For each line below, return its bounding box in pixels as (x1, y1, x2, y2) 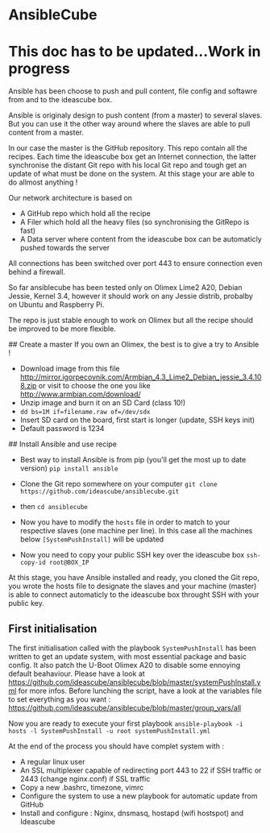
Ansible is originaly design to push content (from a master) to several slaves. (8, 110, 263, 120)
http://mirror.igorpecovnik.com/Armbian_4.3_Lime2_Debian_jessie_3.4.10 (19, 372, 262, 382)
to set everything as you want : (8, 694, 111, 704)
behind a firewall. (8, 267, 66, 277)
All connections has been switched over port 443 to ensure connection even (8, 259, 263, 268)
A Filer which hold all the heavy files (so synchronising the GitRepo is (19, 218, 250, 227)
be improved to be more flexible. (8, 324, 117, 334)
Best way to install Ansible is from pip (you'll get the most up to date (19, 455, 247, 465)
